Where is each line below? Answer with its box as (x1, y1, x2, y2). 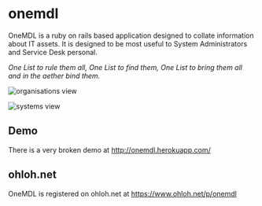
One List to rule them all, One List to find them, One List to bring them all (8, 62, 242, 72)
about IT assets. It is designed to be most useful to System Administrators (8, 39, 248, 48)
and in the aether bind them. (8, 71, 101, 80)
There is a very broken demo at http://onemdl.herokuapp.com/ (8, 145, 211, 154)
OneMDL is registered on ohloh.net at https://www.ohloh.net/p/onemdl (8, 189, 238, 198)
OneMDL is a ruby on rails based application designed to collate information (8, 31, 254, 40)
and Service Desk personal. (8, 47, 98, 57)
